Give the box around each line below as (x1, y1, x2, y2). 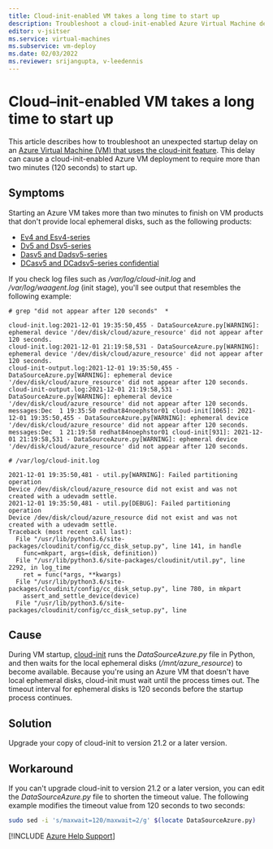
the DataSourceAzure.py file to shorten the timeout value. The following (8, 792, 249, 802)
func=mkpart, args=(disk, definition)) (23, 549, 158, 558)
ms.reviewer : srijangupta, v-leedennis (8, 58, 144, 66)
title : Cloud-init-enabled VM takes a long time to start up (8, 11, 220, 20)
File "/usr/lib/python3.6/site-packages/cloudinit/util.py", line (15, 556, 245, 564)
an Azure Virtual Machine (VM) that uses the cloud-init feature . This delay (8, 145, 256, 155)
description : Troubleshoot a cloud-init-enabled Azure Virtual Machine (8, 20, 256, 28)
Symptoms (8, 186, 65, 200)
